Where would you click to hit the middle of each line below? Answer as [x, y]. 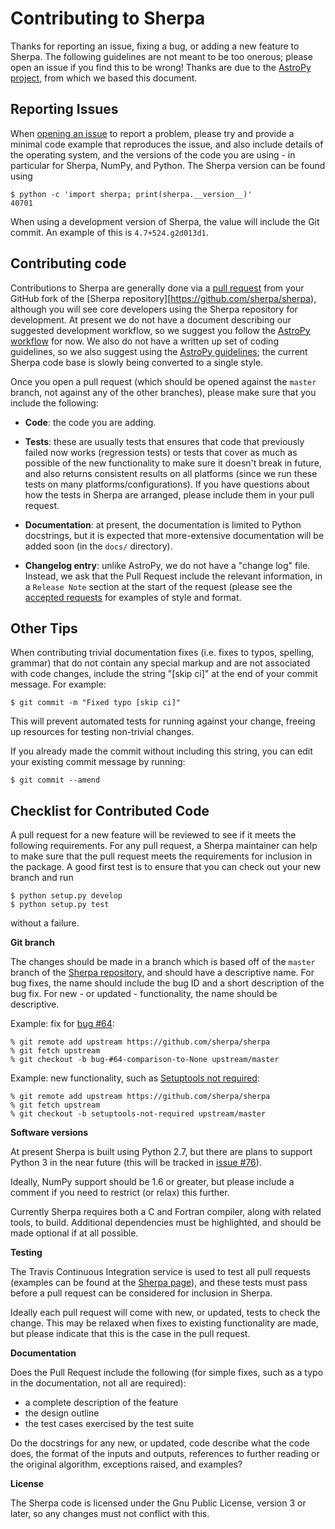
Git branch [32, 943]
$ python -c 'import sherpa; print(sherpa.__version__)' [131, 194]
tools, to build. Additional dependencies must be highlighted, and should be [166, 1223]
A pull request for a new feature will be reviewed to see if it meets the [153, 835]
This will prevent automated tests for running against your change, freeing [163, 721]
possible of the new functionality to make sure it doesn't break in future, [173, 463]
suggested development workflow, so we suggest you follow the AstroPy [160, 330]
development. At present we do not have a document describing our [151, 319]
